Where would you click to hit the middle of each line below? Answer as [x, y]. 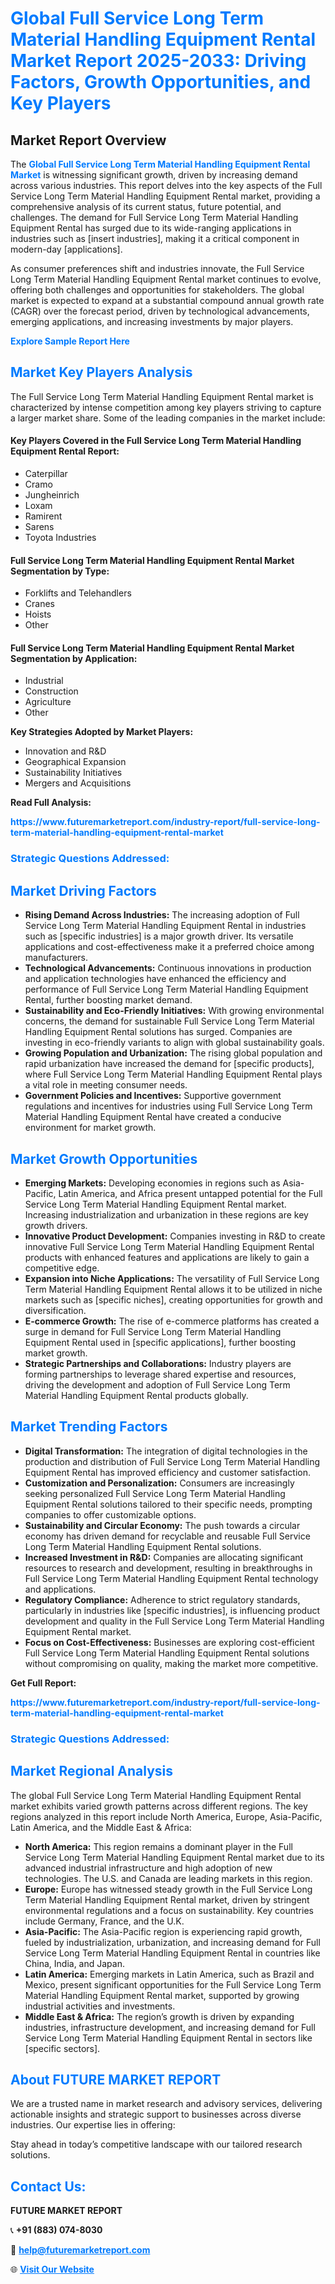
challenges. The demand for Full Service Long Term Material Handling [154, 217]
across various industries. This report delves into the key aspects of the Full [166, 185]
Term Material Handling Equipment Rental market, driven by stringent [167, 1899]
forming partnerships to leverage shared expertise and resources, [160, 1374]
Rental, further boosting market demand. [108, 1000]
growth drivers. [56, 1225]
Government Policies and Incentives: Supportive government [153, 1096]
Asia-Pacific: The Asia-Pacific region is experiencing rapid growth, [163, 1931]
